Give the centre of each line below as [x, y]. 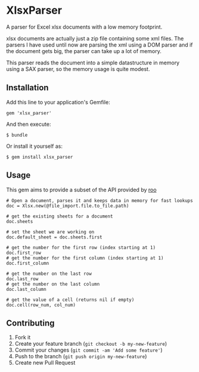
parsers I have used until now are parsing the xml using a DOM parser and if [99, 45]
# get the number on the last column [53, 284]
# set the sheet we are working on [50, 232]
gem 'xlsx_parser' [29, 113]
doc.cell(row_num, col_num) [41, 305]
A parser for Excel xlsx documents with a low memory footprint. [84, 27]
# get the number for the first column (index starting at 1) [85, 258]
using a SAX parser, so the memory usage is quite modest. [78, 69]
